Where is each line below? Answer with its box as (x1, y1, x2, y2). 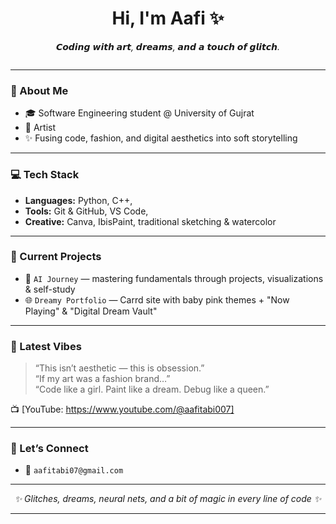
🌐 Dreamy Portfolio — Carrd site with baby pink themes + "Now (24, 293, 290, 306)
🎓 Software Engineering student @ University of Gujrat (24, 107, 255, 119)
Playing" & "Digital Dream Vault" (24, 305, 158, 317)
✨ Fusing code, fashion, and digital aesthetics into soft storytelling (24, 132, 298, 144)
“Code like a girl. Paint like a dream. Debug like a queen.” (34, 383, 270, 396)
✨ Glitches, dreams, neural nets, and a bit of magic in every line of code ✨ (14, 493, 322, 505)
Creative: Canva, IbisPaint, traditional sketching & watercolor (24, 215, 277, 227)
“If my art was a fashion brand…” (34, 373, 171, 385)
